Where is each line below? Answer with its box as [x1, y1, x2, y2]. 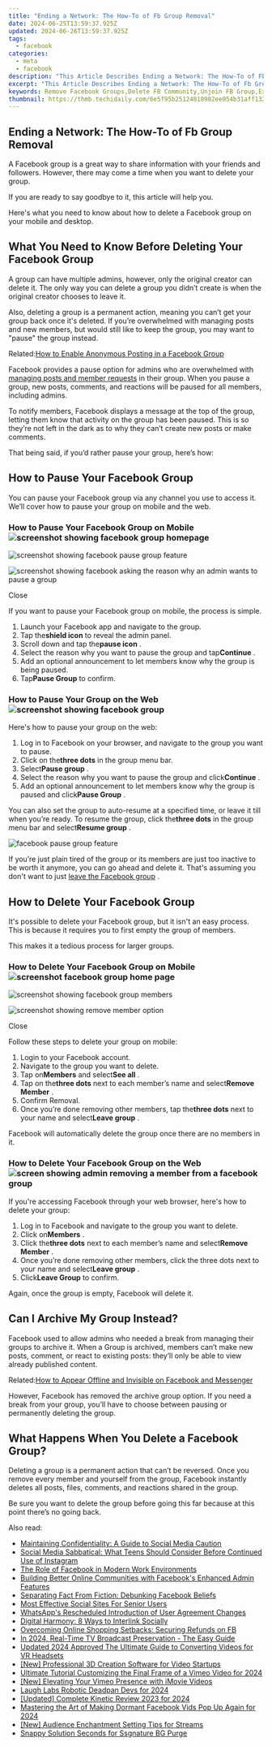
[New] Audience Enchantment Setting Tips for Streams [19, 1720, 204, 1730]
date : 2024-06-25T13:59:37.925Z [8, 19, 117, 28]
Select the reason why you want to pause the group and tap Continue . [19, 647, 256, 657]
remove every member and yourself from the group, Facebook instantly [8, 1474, 247, 1484]
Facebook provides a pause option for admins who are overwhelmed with [8, 364, 253, 374]
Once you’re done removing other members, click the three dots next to [19, 1255, 260, 1265]
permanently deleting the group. [8, 1408, 116, 1417]
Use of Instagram [19, 1556, 79, 1566]
